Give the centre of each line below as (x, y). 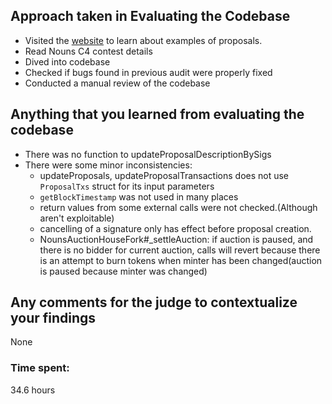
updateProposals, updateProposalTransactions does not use (164, 175)
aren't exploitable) (77, 218)
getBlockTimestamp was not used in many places (139, 196)
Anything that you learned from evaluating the (157, 114)
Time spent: (40, 368)
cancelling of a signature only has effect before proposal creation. (175, 228)
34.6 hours (33, 390)
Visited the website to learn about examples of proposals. (143, 40)
